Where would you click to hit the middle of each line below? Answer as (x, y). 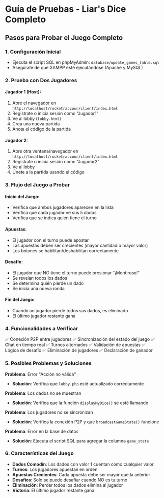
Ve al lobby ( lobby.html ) (37, 118)
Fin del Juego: (20, 300)
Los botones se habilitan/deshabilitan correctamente (65, 250)
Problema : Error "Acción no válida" (41, 374)
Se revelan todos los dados (40, 278)
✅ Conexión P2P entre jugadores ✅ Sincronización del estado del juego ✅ (80, 339)
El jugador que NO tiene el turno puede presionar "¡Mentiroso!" (76, 273)
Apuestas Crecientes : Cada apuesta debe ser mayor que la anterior (81, 474)
